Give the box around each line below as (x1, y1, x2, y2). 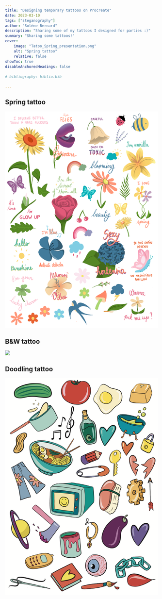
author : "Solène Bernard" (5, 23, 57, 28)
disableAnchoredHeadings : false (5, 64, 70, 69)
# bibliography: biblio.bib (5, 74, 62, 80)
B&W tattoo (5, 337, 40, 346)
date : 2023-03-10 (5, 13, 40, 18)
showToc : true (5, 59, 34, 64)
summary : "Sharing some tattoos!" (5, 33, 75, 38)
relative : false (14, 54, 47, 59)
